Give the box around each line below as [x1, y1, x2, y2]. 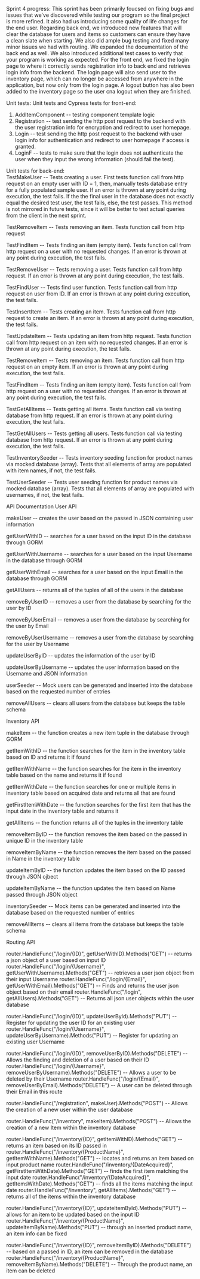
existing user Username [6, 1038, 65, 1045]
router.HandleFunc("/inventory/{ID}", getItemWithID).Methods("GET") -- [6, 1136, 183, 1142]
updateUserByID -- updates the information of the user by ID [6, 652, 156, 659]
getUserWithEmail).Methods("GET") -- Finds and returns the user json [6, 982, 179, 989]
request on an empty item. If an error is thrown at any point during [6, 363, 169, 370]
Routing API [6, 939, 35, 946]
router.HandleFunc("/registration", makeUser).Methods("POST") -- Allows [6, 1100, 188, 1106]
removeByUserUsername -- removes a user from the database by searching [6, 634, 194, 641]
